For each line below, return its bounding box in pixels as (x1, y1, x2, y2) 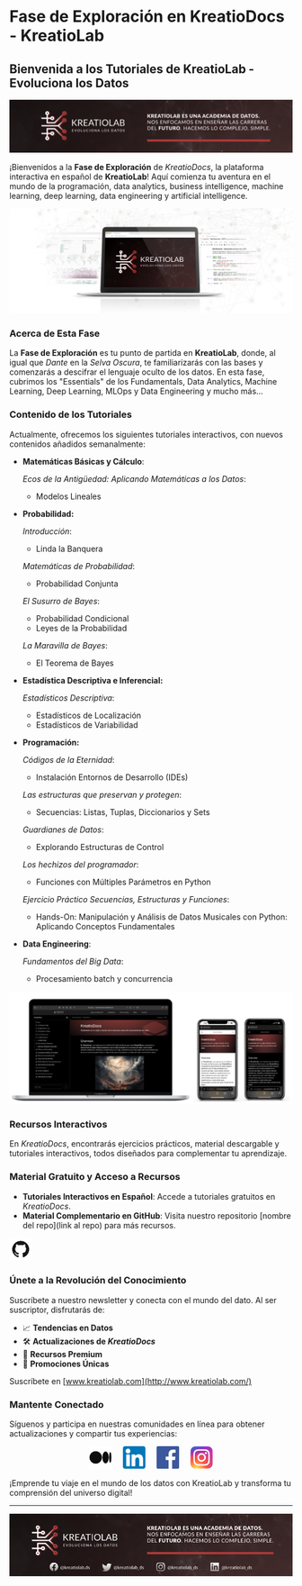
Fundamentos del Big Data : (22, 956, 124, 966)
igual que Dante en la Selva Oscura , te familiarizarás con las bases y (9, 358, 263, 368)
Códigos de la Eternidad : (22, 754, 115, 765)
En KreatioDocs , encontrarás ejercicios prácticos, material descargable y (9, 1138, 280, 1149)
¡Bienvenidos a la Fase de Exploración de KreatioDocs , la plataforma (9, 161, 264, 172)
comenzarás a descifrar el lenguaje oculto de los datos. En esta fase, (9, 367, 265, 377)
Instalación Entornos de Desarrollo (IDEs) (35, 772, 189, 783)
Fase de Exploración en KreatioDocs (9, 6, 285, 27)
